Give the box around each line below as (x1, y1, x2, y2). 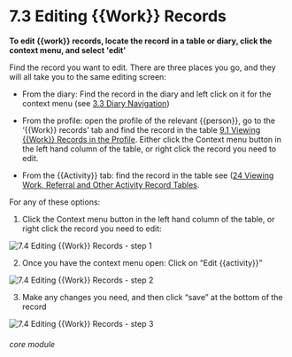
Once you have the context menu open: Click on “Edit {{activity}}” (21, 257, 263, 268)
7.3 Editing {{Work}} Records (9, 6, 227, 27)
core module (9, 338, 56, 349)
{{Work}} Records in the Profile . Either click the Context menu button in (21, 134, 281, 144)
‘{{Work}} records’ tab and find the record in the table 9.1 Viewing (21, 124, 261, 135)
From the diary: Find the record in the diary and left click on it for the (21, 89, 272, 99)
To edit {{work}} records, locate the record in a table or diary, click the (9, 35, 273, 46)
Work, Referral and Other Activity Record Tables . (21, 179, 200, 190)
